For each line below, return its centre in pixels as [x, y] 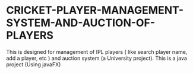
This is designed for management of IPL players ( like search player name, [97, 52]
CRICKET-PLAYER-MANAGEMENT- [95, 10]
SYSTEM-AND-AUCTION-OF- [81, 23]
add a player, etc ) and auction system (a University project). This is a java [96, 58]
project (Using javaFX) [34, 64]
